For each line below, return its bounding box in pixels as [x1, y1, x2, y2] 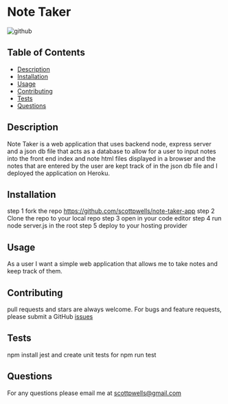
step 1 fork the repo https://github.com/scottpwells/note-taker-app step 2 [7, 207, 215, 215]
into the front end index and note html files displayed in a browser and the [7, 154, 216, 162]
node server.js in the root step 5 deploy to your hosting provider [7, 221, 187, 230]
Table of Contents [7, 47, 86, 58]
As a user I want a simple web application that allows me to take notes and [7, 260, 218, 268]
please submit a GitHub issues [7, 313, 93, 320]
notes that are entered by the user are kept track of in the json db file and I [7, 161, 218, 170]
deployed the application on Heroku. [7, 169, 110, 177]
